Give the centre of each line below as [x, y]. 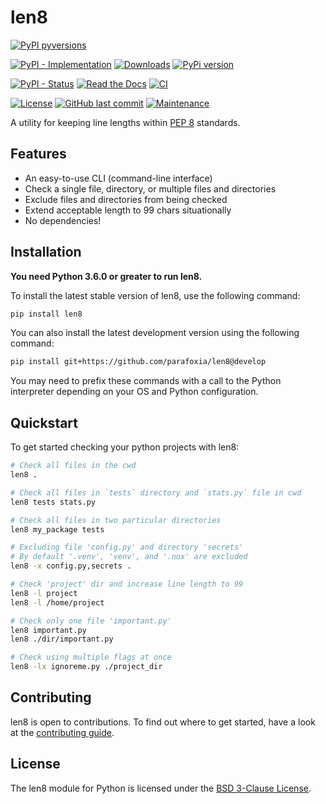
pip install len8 [46, 314]
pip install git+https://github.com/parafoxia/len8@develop [138, 362]
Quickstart [44, 422]
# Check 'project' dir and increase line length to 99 [127, 584]
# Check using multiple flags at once [91, 657]
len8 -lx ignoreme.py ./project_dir [86, 667]
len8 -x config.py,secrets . [71, 566]
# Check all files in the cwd [73, 466]
